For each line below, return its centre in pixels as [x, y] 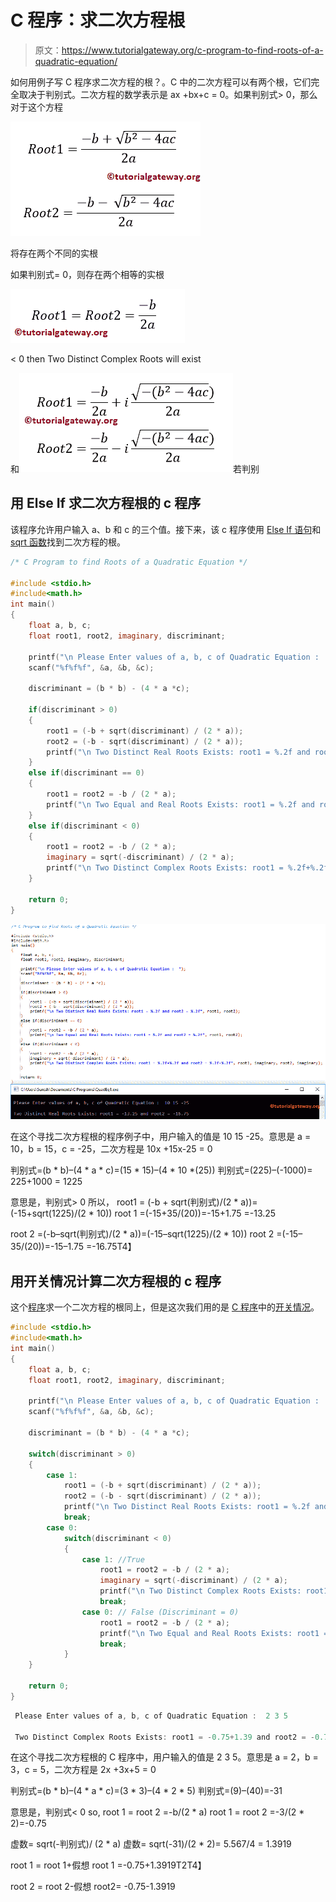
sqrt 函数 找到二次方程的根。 [68, 542]
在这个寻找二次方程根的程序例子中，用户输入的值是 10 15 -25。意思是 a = [161, 1137]
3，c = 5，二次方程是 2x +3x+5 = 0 [83, 1770]
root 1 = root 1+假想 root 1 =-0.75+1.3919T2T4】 [108, 1865]
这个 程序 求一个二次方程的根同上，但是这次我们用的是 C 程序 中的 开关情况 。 [165, 1307]
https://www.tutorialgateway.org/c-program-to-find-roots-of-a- [192, 50]
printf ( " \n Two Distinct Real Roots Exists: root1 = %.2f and [178, 752]
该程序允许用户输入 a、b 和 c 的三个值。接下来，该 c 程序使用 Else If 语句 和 [166, 529]
